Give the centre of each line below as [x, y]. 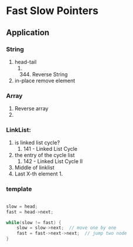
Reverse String [50, 74]
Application [28, 33]
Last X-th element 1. [39, 174]
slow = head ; [22, 207]
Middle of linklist [34, 168]
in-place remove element [45, 80]
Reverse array [31, 109]
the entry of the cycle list [45, 155]
